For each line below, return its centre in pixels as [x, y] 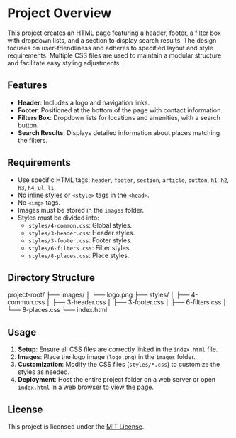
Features [27, 86]
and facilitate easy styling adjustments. [64, 63]
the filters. [33, 140]
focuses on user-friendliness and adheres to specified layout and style [111, 48]
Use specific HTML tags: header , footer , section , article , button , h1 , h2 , [123, 180]
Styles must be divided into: [58, 218]
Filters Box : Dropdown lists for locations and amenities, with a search [119, 117]
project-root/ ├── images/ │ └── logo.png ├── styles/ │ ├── [99, 295]
